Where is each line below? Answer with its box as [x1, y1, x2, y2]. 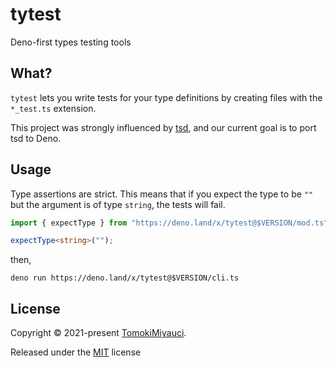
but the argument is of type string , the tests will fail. [10, 198, 226, 210]
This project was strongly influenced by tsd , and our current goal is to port [10, 121, 317, 133]
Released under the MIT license [10, 346, 142, 358]
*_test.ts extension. [10, 102, 97, 114]
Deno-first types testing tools [10, 36, 132, 48]
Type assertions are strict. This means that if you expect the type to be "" [10, 188, 314, 200]
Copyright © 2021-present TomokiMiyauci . [10, 327, 187, 339]
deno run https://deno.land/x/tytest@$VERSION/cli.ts [10, 273, 240, 283]
